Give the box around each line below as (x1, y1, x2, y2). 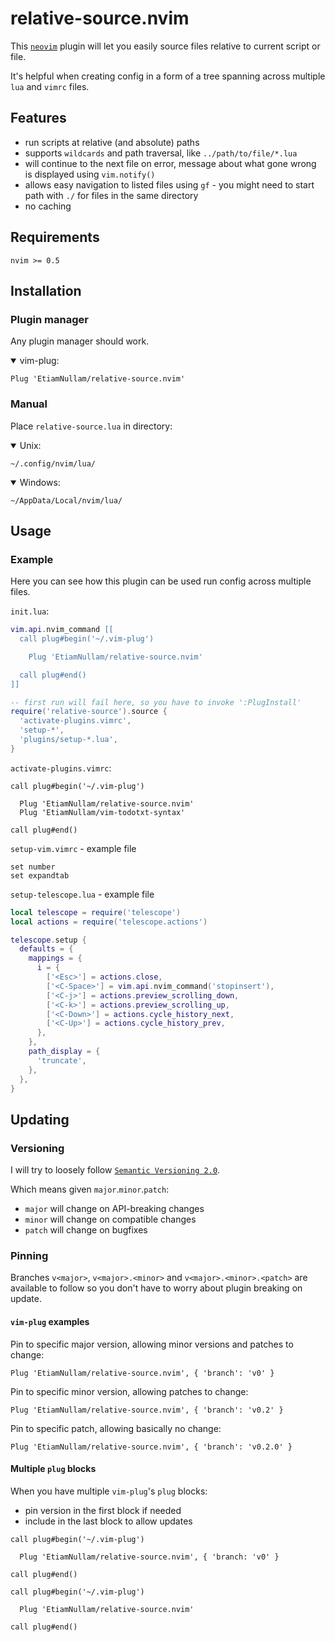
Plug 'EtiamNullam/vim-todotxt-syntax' (19, 807, 186, 817)
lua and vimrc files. (10, 80, 90, 92)
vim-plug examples (10, 1316, 90, 1328)
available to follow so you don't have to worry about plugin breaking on (10, 1282, 303, 1294)
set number (10, 862, 56, 872)
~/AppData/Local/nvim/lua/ (10, 495, 123, 506)
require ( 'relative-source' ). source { (10, 707, 168, 717)
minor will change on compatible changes (24, 1213, 197, 1226)
